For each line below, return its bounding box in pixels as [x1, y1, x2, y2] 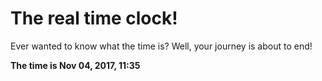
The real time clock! [10, 7, 178, 30]
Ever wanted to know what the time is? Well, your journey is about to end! [10, 40, 313, 52]
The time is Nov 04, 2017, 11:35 [10, 59, 141, 71]
